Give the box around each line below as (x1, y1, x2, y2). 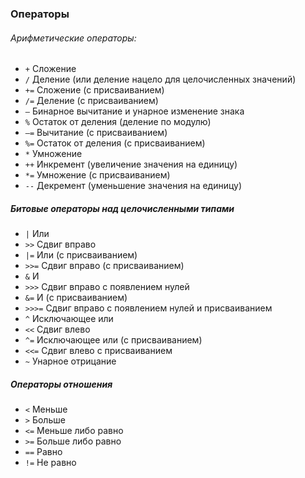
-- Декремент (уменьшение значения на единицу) (24, 180, 243, 192)
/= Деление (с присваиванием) (24, 95, 159, 107)
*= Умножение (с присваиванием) (24, 169, 171, 181)
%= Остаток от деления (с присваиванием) (24, 137, 206, 149)
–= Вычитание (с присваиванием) (24, 127, 168, 139)
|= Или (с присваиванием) (24, 249, 138, 261)
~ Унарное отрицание (24, 355, 117, 367)
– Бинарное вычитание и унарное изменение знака (24, 105, 245, 117)
